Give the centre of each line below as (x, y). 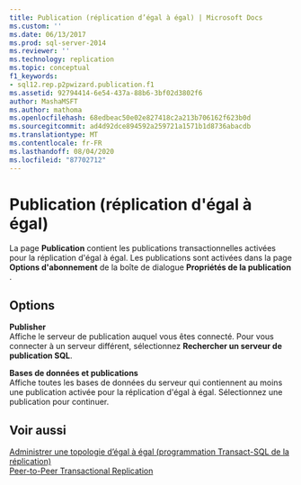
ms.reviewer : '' (40, 51)
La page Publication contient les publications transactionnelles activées (143, 248)
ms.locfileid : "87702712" (58, 160)
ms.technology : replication (62, 59)
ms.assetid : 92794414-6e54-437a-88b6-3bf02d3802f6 (106, 93)
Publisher (28, 327)
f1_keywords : (34, 76)
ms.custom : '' (36, 26)
